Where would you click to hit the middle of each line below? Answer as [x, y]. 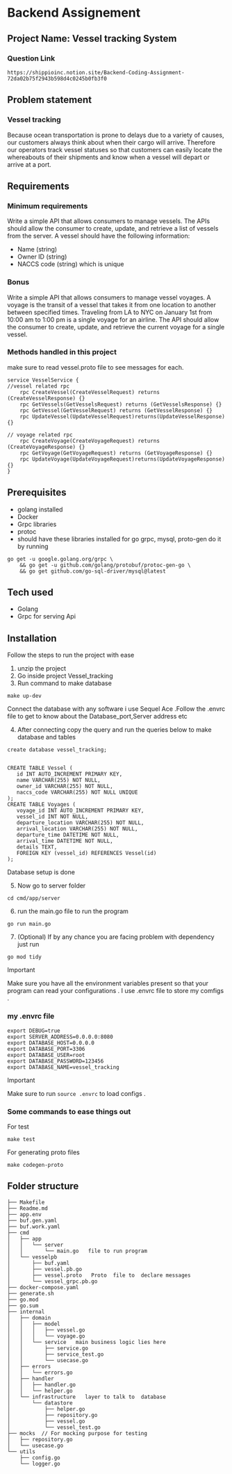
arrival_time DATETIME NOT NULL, [65, 841]
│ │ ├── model [34, 1324]
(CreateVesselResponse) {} [46, 398]
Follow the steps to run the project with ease [71, 655]
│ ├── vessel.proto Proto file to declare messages [99, 1275]
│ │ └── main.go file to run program [77, 1251]
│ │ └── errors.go [40, 1373]
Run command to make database [65, 683]
